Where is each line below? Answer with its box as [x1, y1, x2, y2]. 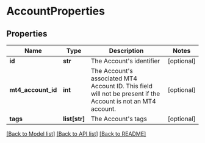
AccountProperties [6, 4, 106, 18]
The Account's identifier [90, 57, 160, 65]
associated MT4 [90, 74, 137, 83]
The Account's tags [90, 114, 148, 123]
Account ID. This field [90, 82, 153, 90]
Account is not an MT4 [90, 97, 157, 105]
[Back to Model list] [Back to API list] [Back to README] [6, 130, 146, 138]
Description [109, 47, 144, 55]
